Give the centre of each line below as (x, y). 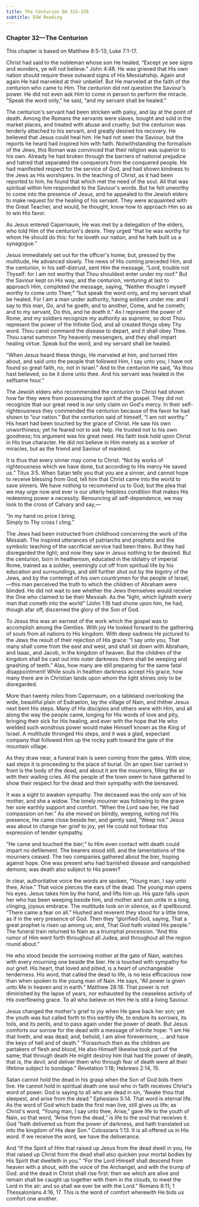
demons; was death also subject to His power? (63, 869)
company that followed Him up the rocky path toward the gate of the (90, 740)
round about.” (23, 944)
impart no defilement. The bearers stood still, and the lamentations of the (96, 850)
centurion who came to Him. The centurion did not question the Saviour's (96, 87)
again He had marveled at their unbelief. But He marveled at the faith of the (98, 81)
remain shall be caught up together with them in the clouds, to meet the (94, 1179)
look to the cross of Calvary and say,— (53, 504)
